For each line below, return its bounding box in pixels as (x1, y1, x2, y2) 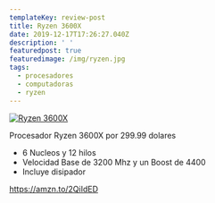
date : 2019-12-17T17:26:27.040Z (9, 30, 129, 38)
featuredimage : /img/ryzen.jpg (9, 55, 126, 63)
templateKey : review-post (9, 13, 105, 22)
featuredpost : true (9, 47, 82, 55)
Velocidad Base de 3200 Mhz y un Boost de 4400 (21, 156, 207, 167)
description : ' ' (9, 38, 74, 47)
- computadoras (17, 80, 74, 89)
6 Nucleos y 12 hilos (21, 147, 96, 157)
